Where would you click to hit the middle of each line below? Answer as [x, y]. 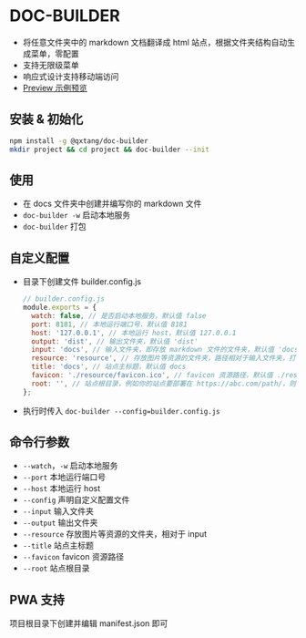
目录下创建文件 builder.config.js [82, 282]
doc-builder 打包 [54, 226]
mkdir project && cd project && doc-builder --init [109, 149]
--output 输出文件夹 [60, 523]
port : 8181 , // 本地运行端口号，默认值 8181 [110, 324]
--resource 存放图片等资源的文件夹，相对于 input [115, 534]
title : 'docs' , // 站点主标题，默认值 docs [109, 367]
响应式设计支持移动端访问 [71, 76]
